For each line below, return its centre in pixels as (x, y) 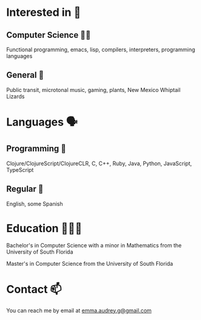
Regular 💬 (25, 189)
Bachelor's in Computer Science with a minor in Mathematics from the (94, 245)
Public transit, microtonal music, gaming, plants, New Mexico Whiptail (94, 90)
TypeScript (20, 169)
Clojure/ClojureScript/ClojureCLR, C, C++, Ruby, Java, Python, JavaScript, (99, 163)
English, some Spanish (35, 204)
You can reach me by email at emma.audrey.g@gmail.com (79, 310)
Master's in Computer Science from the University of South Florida (90, 263)
